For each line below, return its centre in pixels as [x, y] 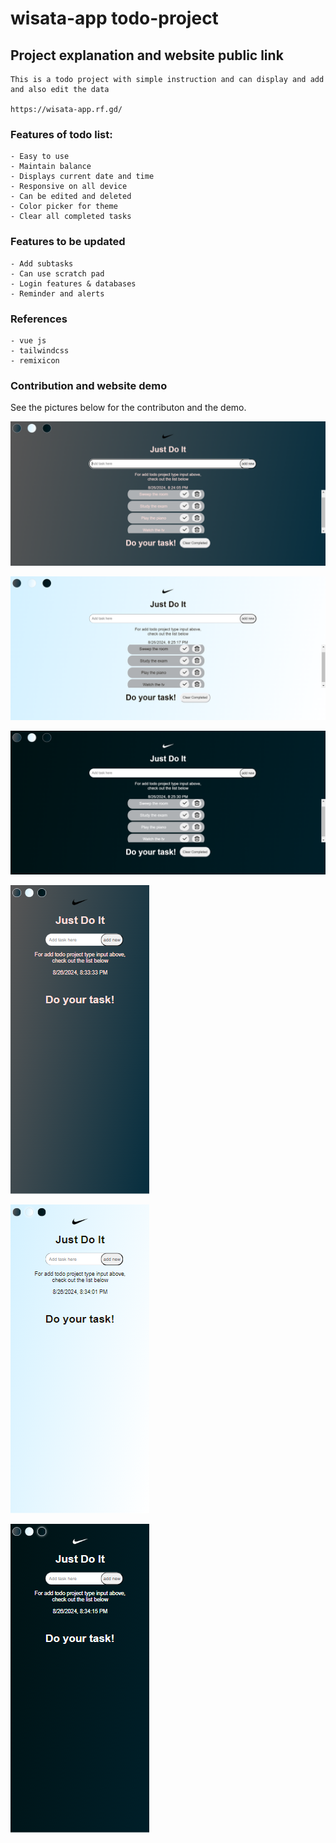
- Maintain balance [51, 167]
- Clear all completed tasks [71, 217]
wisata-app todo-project [114, 18]
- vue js [28, 340]
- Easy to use [40, 157]
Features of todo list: [61, 134]
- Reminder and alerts [57, 293]
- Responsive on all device [69, 187]
